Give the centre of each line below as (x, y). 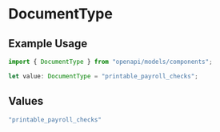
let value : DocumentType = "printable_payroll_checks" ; (103, 76)
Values (26, 101)
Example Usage (48, 44)
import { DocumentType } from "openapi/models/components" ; (111, 62)
